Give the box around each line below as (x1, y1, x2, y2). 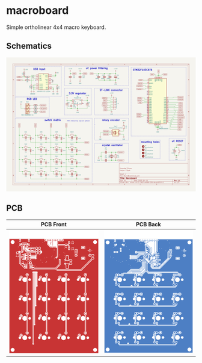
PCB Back (136, 221, 161, 228)
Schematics (6, 41, 52, 51)
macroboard (6, 4, 69, 17)
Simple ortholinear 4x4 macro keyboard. (6, 23, 106, 31)
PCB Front (41, 221, 67, 228)
